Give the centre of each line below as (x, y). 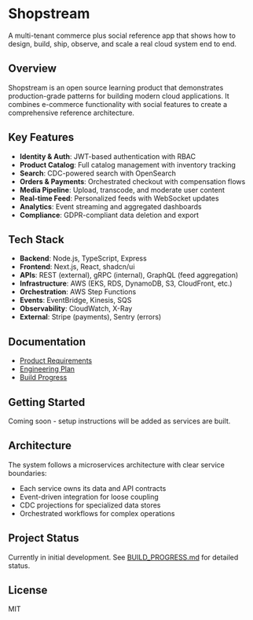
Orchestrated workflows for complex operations (97, 513)
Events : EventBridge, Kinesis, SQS (75, 301)
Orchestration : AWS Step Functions (78, 292)
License (28, 590)
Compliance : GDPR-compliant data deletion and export (109, 215)
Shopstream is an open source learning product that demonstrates (116, 87)
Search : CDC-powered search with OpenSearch (98, 173)
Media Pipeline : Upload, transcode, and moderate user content (122, 190)
